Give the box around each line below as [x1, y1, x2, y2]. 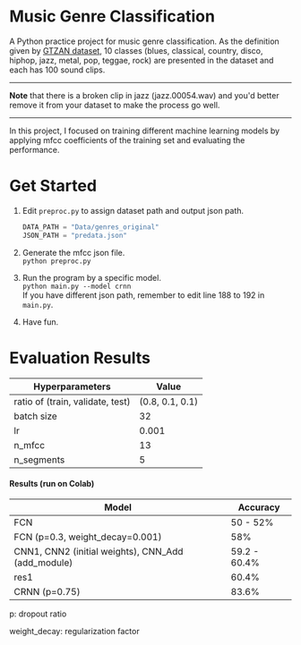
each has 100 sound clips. [9, 64, 106, 75]
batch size [13, 410, 58, 422]
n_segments [13, 454, 65, 466]
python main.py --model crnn [21, 282, 132, 291]
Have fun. [21, 316, 59, 327]
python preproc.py [21, 257, 91, 266]
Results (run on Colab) [9, 479, 95, 489]
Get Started [9, 176, 97, 196]
